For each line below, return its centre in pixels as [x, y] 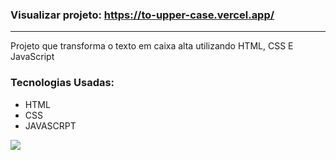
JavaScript [32, 57]
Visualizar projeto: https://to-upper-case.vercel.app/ [142, 15]
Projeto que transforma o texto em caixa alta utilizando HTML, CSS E [152, 46]
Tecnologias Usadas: [62, 83]
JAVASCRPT [50, 125]
